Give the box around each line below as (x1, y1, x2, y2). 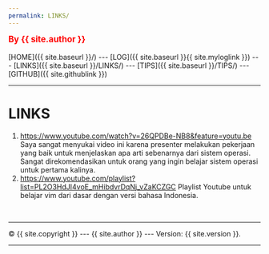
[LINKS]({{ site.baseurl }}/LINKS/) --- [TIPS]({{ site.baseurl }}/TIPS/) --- (13, 61, 250, 70)
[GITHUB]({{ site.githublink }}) (8, 69, 108, 78)
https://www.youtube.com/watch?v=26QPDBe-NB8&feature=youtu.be (19, 131, 252, 141)
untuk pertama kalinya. (19, 165, 96, 174)
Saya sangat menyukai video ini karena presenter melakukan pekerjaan (19, 139, 255, 149)
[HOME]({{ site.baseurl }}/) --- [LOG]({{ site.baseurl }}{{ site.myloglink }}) (8, 52, 251, 62)
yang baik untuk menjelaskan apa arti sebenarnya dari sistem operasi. (19, 148, 251, 157)
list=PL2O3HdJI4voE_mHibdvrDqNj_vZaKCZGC (19, 181, 176, 192)
